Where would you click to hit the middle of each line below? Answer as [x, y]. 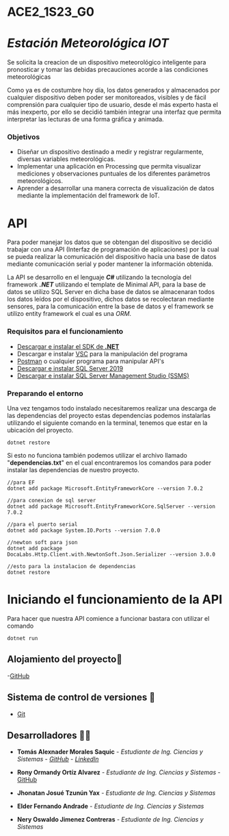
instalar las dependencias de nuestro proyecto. [73, 469]
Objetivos [24, 137]
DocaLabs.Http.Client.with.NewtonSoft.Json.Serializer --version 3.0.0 [111, 554]
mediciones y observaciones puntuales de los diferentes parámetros [113, 174]
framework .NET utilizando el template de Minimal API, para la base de [107, 284]
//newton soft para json [42, 542]
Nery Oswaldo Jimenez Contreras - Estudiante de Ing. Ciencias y [110, 820]
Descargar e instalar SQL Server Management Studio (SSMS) [103, 376]
